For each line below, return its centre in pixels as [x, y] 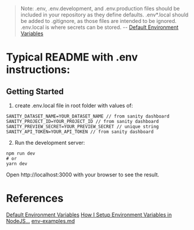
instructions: [38, 70]
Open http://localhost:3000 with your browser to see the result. [83, 175]
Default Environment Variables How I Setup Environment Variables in [89, 215]
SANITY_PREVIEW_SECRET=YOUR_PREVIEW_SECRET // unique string [83, 126]
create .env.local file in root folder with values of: [74, 106]
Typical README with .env [72, 57]
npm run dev [21, 154]
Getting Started [35, 91]
